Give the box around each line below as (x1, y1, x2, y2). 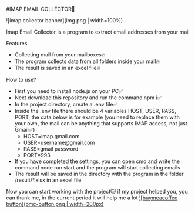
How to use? (6, 76, 36, 83)
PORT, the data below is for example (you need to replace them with (14, 114, 180, 121)
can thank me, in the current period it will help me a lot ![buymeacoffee (6, 194, 178, 201)
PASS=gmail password (23, 145, 79, 152)
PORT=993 (23, 152, 51, 158)
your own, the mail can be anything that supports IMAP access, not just (14, 120, 188, 127)
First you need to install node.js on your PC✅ (14, 88, 123, 94)
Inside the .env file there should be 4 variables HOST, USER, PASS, (14, 108, 177, 114)
